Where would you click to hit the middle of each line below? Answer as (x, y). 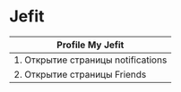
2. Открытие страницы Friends (80, 74)
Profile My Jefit (90, 45)
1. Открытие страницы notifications (90, 60)
